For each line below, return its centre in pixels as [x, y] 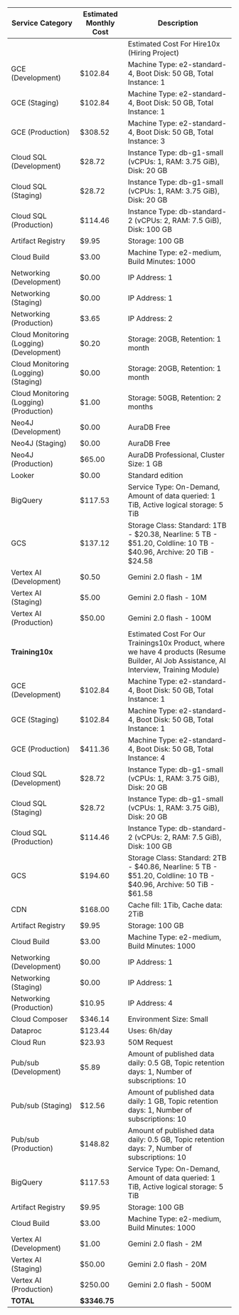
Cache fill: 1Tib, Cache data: [175, 905]
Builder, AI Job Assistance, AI [177, 661]
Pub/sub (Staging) [42, 1106]
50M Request [150, 1042]
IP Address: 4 [150, 1003]
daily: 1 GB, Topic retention [173, 1101]
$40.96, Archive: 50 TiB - [171, 885]
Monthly [100, 23]
